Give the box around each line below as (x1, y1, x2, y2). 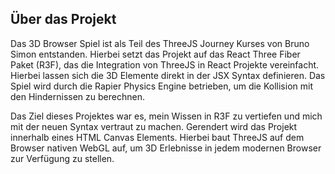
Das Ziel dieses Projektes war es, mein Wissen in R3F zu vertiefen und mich (10, 110, 323, 122)
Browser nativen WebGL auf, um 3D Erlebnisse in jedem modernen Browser (10, 142, 322, 154)
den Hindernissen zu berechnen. (10, 90, 145, 102)
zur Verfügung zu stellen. (10, 152, 115, 164)
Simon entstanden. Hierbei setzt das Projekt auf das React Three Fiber (10, 48, 301, 60)
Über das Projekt (10, 11, 117, 28)
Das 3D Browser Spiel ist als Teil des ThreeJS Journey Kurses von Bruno (10, 37, 310, 49)
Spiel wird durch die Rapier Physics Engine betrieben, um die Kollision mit (10, 80, 313, 92)
